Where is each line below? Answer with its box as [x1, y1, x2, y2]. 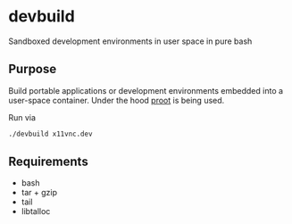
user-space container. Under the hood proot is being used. [8, 95, 225, 105]
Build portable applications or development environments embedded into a [8, 85, 283, 95]
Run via [8, 112, 37, 122]
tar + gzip [21, 187, 57, 198]
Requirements [8, 154, 88, 170]
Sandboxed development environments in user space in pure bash [8, 36, 253, 46]
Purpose [8, 62, 57, 77]
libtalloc [21, 206, 51, 217]
